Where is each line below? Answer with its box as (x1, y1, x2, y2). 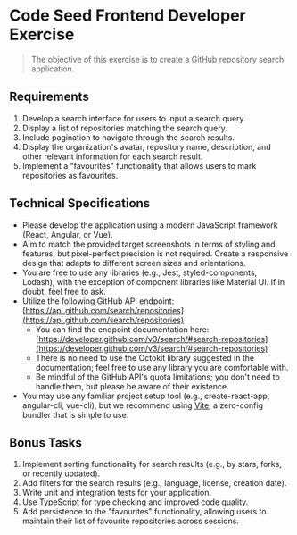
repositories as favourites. (21, 170, 119, 180)
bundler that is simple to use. (21, 409, 129, 420)
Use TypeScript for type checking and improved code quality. (21, 497, 249, 507)
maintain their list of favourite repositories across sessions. (21, 515, 239, 527)
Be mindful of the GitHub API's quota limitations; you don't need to (35, 372, 281, 382)
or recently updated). (21, 468, 101, 479)
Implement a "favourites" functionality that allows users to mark (21, 160, 257, 171)
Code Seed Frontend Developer (9, 5, 247, 26)
